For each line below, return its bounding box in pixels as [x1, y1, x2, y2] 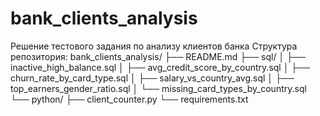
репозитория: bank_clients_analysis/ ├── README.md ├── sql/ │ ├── [10, 50, 306, 62]
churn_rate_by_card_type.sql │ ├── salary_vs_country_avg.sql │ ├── [10, 72, 295, 84]
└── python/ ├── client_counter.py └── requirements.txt [10, 93, 249, 105]
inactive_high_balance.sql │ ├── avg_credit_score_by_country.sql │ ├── [10, 61, 311, 73]
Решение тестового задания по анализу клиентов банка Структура [10, 40, 298, 52]
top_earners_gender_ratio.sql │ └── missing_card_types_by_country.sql [10, 82, 307, 94]
